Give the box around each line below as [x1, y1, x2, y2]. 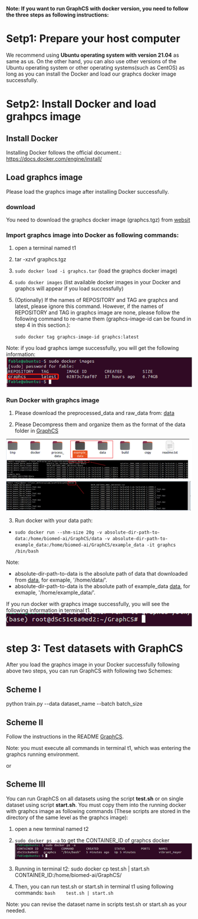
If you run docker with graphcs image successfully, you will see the [6, 600, 170, 608]
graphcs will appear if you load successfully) [14, 285, 124, 292]
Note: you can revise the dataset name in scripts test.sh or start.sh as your [6, 901, 187, 908]
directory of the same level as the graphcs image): [6, 814, 128, 821]
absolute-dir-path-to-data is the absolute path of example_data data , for [14, 582, 190, 590]
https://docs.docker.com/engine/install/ [6, 155, 102, 162]
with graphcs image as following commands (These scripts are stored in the [6, 807, 190, 814]
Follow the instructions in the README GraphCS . [6, 733, 124, 740]
